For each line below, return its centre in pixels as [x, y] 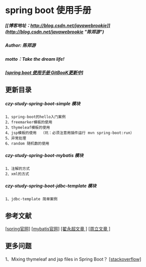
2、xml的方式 [17, 174]
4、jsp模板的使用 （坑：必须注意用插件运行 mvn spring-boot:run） [70, 133]
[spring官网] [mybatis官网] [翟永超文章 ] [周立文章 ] [58, 229]
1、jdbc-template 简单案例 [31, 199]
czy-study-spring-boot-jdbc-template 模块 [51, 186]
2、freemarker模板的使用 [29, 122]
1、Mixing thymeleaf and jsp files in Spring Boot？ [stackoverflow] [73, 259]
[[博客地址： [18, 25]
